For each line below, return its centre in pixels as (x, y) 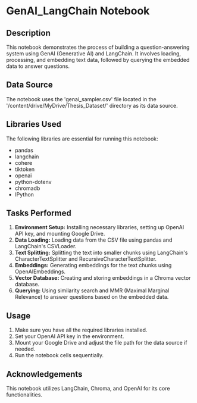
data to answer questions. (38, 66)
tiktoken (25, 169)
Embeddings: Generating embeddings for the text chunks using (93, 265)
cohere (24, 163)
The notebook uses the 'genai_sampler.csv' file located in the (81, 99)
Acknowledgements (44, 374)
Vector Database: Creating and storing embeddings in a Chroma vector (103, 278)
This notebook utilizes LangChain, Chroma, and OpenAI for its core (88, 389)
